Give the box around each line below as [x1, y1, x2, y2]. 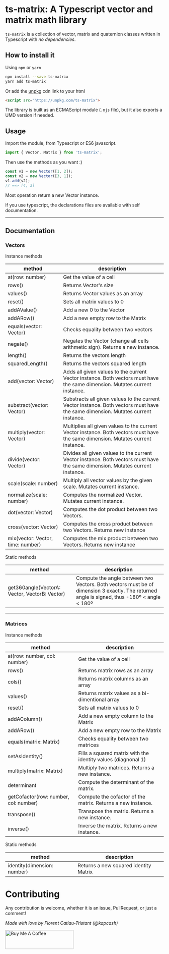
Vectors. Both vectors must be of [76, 581, 154, 588]
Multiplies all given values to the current [63, 422, 157, 430]
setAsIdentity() [8, 753, 43, 760]
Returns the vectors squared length [63, 360, 147, 367]
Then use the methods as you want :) [5, 159, 82, 165]
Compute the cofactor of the [78, 793, 146, 800]
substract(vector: [8, 402, 49, 409]
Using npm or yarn [5, 64, 41, 70]
